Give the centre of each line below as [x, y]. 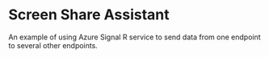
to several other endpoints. [53, 45]
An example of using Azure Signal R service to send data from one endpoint [134, 37]
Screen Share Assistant [89, 15]
